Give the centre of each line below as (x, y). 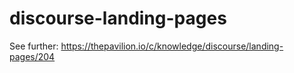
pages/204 (32, 56)
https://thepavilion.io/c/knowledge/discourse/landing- (172, 46)
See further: (34, 46)
